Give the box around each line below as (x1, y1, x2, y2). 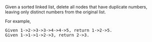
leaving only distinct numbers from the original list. (5, 9, 106, 15)
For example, (5, 19, 31, 24)
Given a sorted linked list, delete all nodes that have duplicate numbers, (5, 4, 148, 10)
